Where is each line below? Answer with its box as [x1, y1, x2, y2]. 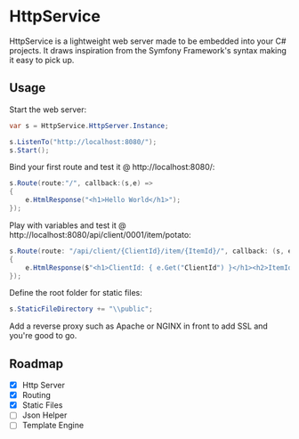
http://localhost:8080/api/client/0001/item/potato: [9, 229, 191, 240]
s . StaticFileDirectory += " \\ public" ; [9, 305, 153, 313]
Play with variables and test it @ [9, 220, 126, 231]
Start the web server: [9, 104, 87, 115]
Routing [21, 390, 52, 401]
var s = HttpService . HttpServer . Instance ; [9, 121, 169, 130]
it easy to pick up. [9, 54, 75, 65]
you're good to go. [9, 330, 77, 341]
